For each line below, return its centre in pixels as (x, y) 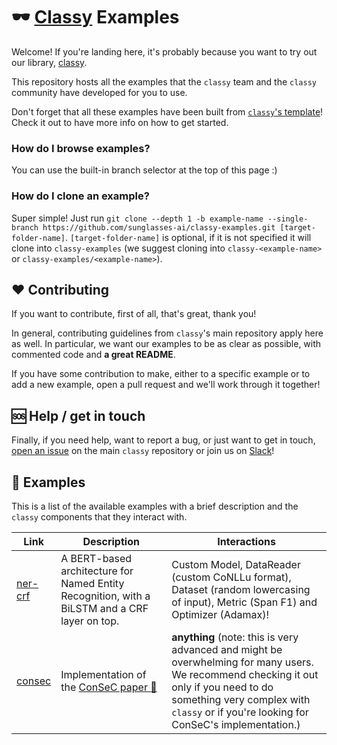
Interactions (246, 541)
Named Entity (92, 583)
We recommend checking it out (245, 674)
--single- (288, 219)
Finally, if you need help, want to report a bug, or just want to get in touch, (163, 440)
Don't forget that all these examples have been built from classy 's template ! (167, 111)
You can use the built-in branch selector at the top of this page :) (144, 170)
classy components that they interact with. (99, 516)
